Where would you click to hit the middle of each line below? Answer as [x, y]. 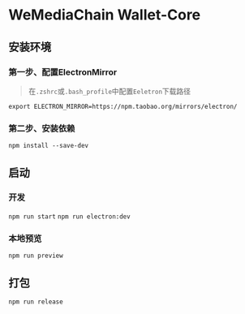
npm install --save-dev [49, 146]
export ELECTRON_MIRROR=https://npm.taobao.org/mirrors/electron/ [123, 106]
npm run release [36, 302]
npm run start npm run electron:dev [70, 217]
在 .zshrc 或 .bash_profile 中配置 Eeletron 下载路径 [110, 91]
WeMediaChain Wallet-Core [105, 15]
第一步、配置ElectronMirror [63, 72]
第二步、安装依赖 [42, 128]
